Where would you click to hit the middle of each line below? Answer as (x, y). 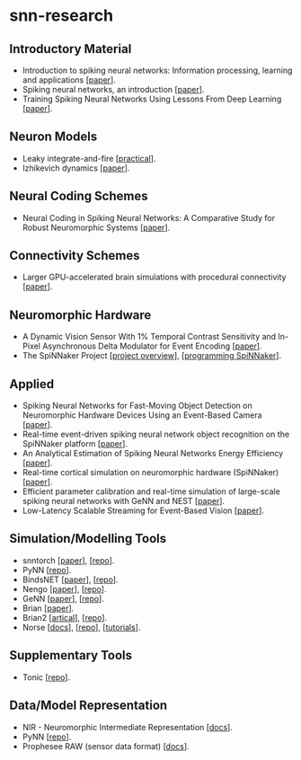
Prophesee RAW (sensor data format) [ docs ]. (106, 746)
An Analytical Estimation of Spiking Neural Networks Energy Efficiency (153, 454)
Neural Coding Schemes (79, 196)
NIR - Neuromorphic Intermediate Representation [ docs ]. (128, 727)
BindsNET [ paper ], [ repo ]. (70, 579)
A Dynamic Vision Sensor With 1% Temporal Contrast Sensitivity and (149, 337)
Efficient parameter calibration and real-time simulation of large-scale (151, 491)
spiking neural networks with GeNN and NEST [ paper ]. (124, 501)
